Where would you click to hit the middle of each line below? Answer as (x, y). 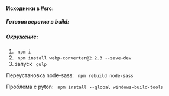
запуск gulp (31, 64)
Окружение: (22, 37)
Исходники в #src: (30, 8)
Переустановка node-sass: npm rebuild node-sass (70, 75)
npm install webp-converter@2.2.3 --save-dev (74, 58)
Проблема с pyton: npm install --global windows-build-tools (85, 87)
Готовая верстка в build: (38, 22)
